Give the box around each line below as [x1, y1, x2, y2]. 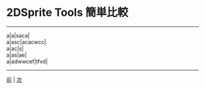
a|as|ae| [6, 51, 27, 59]
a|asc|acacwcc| [6, 38, 46, 46]
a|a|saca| [6, 32, 30, 39]
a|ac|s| [6, 44, 24, 52]
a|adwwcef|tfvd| [6, 57, 48, 65]
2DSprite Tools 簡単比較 [6, 5, 128, 20]
